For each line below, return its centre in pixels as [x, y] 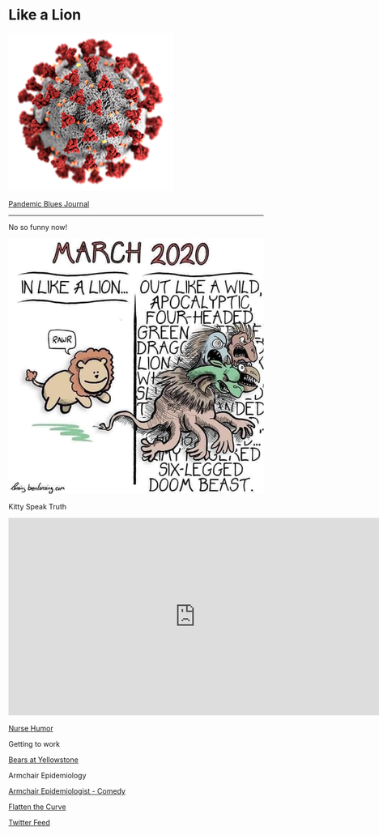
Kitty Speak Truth [38, 506]
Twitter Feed [30, 822]
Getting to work [34, 743]
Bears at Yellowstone [43, 760]
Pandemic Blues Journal [49, 203]
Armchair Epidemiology [47, 775]
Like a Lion [45, 15]
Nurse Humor [31, 728]
